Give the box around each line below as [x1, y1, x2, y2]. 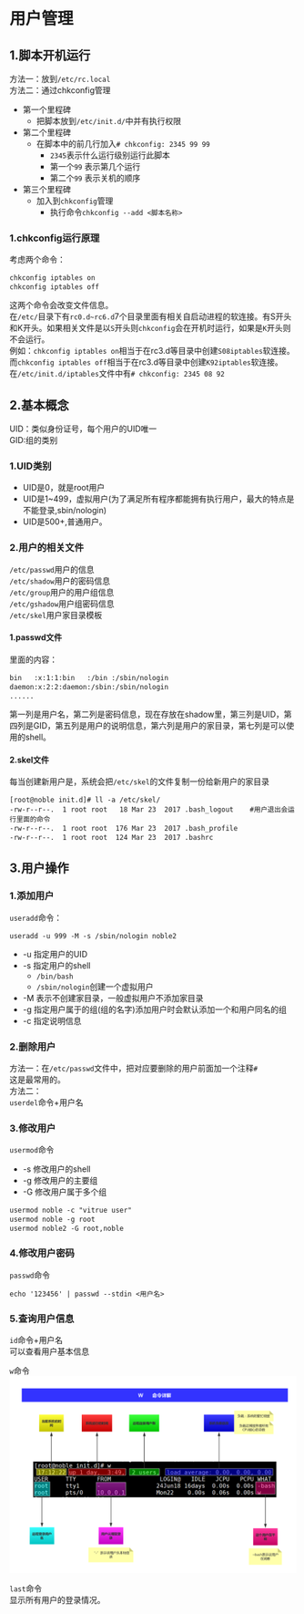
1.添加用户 [9, 890, 55, 903]
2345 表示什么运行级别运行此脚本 [49, 150, 171, 160]
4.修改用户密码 [9, 1247, 76, 1259]
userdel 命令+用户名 [9, 1097, 84, 1108]
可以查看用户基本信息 [9, 1346, 89, 1357]
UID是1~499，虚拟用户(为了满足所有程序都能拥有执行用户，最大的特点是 [22, 493, 295, 504]
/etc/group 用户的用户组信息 [9, 586, 115, 597]
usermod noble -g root [9, 1215, 96, 1225]
